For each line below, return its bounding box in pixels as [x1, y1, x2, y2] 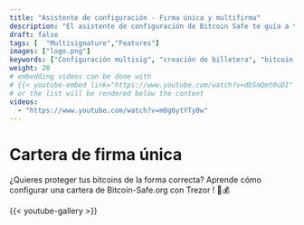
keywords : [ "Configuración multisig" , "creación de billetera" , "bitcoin [9, 55, 294, 64]
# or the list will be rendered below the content [9, 89, 204, 98]
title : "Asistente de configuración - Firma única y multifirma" [9, 13, 261, 23]
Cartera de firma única [9, 145, 183, 165]
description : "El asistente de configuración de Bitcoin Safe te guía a [9, 22, 290, 31]
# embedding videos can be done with [9, 72, 152, 81]
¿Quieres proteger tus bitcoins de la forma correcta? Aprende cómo [9, 174, 262, 185]
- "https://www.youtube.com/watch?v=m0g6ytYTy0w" [17, 106, 208, 115]
